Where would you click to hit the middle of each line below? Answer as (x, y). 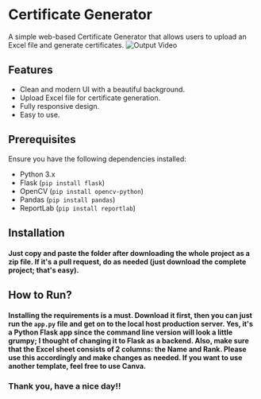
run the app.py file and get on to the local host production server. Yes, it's (131, 323)
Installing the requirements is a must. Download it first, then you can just (130, 315)
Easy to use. (40, 114)
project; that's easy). (44, 270)
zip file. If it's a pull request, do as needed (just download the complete (127, 261)
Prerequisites (42, 139)
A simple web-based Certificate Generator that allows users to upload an (128, 37)
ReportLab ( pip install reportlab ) (78, 207)
